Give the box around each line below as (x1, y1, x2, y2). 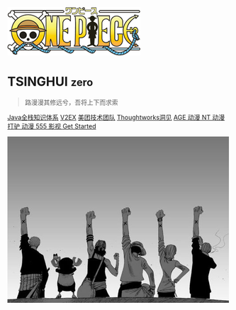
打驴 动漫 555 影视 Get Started (7, 121, 96, 131)
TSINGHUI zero (7, 74, 94, 90)
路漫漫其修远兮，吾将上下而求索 (24, 98, 118, 106)
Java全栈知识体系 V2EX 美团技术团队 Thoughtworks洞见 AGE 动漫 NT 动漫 (7, 113, 225, 121)
